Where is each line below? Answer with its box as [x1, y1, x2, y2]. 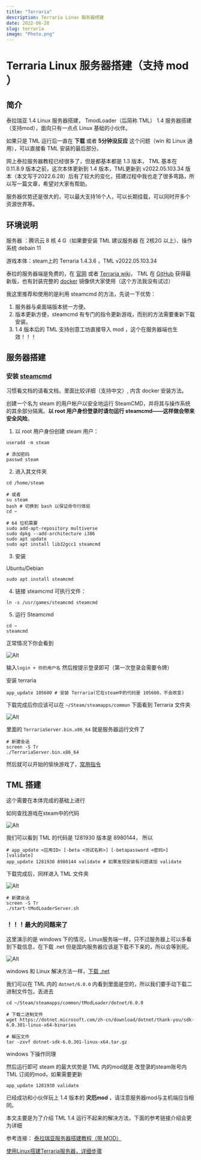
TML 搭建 [6, 780, 41, 790]
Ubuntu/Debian [6, 564, 44, 572]
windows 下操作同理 [6, 1050, 56, 1057]
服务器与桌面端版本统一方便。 [14, 303, 89, 310]
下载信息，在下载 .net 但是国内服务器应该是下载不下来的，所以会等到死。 [11, 943, 192, 950]
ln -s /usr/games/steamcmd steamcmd [6, 600, 98, 606]
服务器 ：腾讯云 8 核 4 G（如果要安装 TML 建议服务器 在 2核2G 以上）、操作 [6, 237, 193, 244]
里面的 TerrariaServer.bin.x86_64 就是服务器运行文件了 [6, 725, 145, 733]
